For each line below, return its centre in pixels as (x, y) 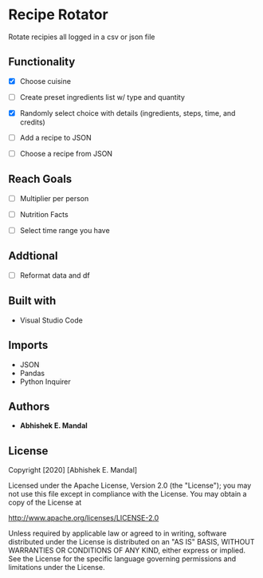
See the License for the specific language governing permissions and (122, 559)
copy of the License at (45, 503)
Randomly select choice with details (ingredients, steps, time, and (128, 113)
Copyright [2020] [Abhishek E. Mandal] (73, 470)
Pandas (32, 373)
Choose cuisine (45, 81)
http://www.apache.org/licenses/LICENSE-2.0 (84, 518)
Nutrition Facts (44, 214)
